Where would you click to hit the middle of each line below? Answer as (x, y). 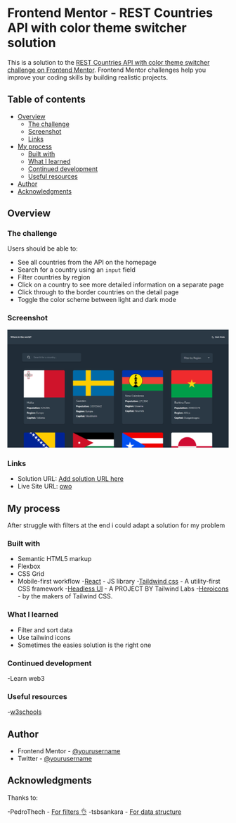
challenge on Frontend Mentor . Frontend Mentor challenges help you (106, 70)
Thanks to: (23, 798)
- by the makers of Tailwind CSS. (65, 596)
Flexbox (29, 566)
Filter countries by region (54, 277)
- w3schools (25, 712)
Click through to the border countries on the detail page (98, 292)
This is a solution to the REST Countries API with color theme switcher (109, 62)
